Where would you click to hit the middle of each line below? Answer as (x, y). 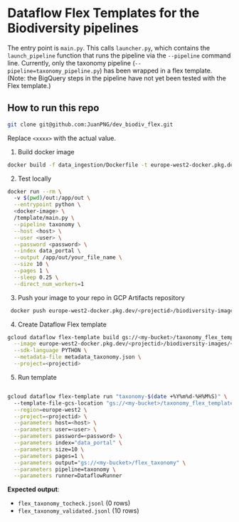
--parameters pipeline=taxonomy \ (65, 469)
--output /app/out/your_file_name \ (68, 257)
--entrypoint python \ (47, 205)
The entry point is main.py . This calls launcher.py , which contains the (109, 48)
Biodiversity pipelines (73, 28)
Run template (37, 377)
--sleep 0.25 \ (36, 277)
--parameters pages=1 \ (49, 456)
